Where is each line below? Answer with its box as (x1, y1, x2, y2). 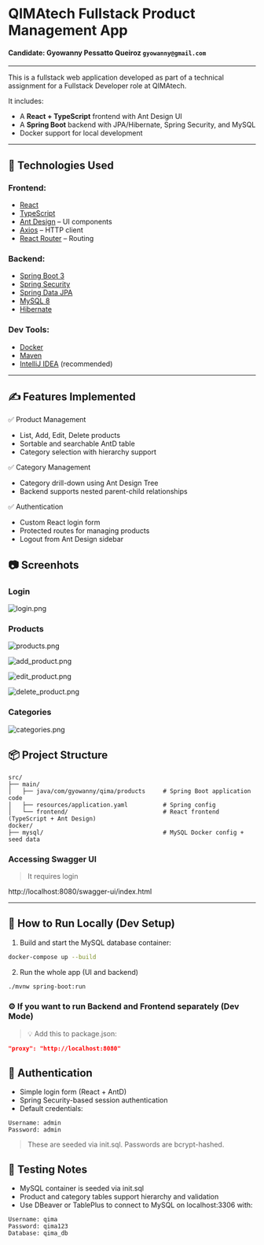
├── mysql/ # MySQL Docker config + (8, 828, 244, 836)
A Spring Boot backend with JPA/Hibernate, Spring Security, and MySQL (19, 120, 256, 130)
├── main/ (8, 780, 41, 788)
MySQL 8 (19, 296, 50, 306)
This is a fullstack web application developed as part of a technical (8, 72, 224, 83)
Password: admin (8, 1126, 61, 1134)
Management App (8, 21, 128, 39)
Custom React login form (19, 517, 101, 528)
